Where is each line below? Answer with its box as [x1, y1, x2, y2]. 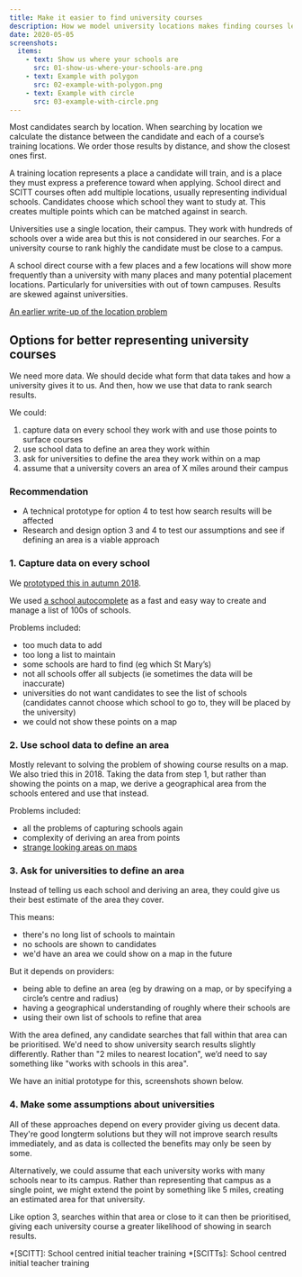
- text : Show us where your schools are [25, 55, 179, 64]
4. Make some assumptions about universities [9, 1099, 216, 1111]
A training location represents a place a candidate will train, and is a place [9, 168, 282, 178]
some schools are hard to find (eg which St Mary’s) [22, 659, 212, 670]
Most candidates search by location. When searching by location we [9, 122, 263, 132]
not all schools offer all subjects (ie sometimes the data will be [22, 668, 253, 679]
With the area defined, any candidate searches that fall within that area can [9, 1029, 288, 1041]
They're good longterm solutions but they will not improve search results [9, 1128, 279, 1139]
